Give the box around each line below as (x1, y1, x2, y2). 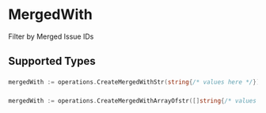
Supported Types (8, 55, 97, 68)
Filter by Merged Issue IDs (8, 32, 94, 41)
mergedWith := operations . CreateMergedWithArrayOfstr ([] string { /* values (8, 97, 257, 105)
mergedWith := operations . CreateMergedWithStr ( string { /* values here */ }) (8, 78, 260, 86)
